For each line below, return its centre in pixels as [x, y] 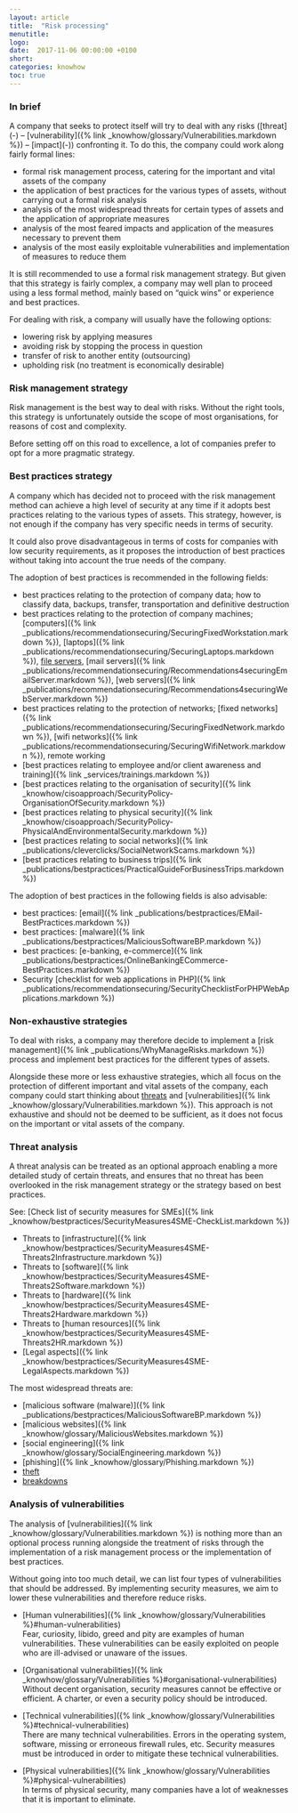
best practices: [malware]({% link [83, 932]
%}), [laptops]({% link [85, 642]
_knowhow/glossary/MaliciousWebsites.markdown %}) [123, 1434]
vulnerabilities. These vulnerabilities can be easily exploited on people [150, 1643]
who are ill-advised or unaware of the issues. [105, 1653]
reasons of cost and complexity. [68, 426]
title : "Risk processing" [59, 26]
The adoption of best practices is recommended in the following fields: [139, 577]
